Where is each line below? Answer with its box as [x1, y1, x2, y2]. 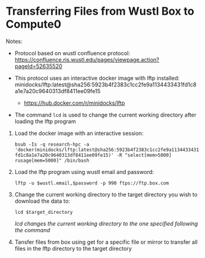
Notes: [6, 37, 23, 45]
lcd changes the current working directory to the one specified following [14, 219, 198, 227]
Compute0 [6, 17, 62, 31]
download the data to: [14, 197, 71, 205]
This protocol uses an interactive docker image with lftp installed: [14, 74, 180, 82]
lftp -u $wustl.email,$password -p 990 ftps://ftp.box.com [14, 180, 169, 186]
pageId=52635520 [14, 63, 63, 70]
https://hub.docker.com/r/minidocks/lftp [23, 99, 125, 107]
